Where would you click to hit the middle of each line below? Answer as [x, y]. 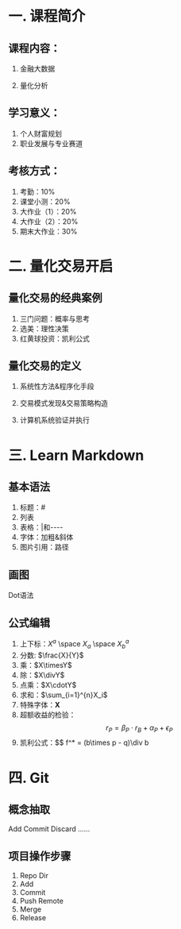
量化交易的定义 [45, 366]
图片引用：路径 [44, 547]
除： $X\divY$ [42, 675]
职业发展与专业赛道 [51, 143]
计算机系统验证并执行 [54, 420]
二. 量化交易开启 [61, 266]
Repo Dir [34, 876]
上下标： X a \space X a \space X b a [74, 644]
